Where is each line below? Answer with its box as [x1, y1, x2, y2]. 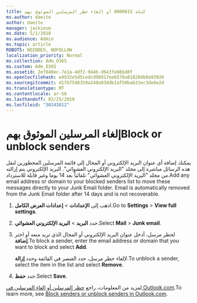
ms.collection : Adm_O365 [6, 58, 67, 64]
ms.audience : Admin [6, 36, 54, 42]
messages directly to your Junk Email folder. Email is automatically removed [6, 184, 190, 192]
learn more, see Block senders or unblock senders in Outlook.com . [6, 290, 168, 298]
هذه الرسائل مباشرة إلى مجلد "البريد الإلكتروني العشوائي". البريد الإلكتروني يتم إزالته [6, 166, 190, 173]
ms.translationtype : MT [6, 85, 65, 91]
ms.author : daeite [6, 14, 51, 20]
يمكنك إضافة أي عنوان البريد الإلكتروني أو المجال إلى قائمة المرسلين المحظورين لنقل [6, 159, 191, 166]
